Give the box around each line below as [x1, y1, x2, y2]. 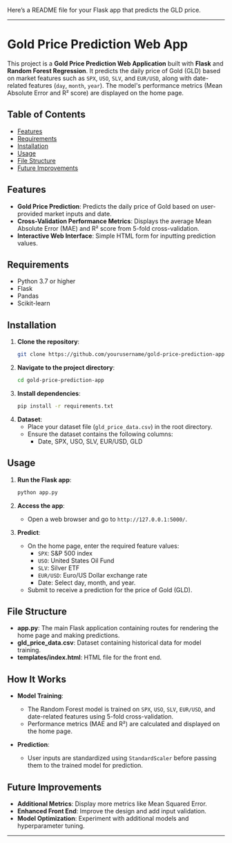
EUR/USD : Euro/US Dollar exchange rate [37, 571, 148, 579]
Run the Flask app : [17, 475, 72, 484]
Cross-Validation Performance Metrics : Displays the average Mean [17, 217, 212, 225]
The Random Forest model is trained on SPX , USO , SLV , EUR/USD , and [27, 705, 215, 714]
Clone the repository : [17, 338, 80, 346]
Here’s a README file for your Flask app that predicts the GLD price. [7, 6, 202, 14]
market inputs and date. [44, 209, 112, 218]
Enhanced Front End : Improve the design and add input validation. [17, 806, 207, 815]
